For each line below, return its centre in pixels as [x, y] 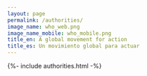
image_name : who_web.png [44, 26]
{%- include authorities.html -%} [55, 66]
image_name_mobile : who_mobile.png [59, 33]
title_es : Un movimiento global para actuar [73, 46]
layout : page [26, 14]
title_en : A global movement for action [68, 40]
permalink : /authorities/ [45, 20]
